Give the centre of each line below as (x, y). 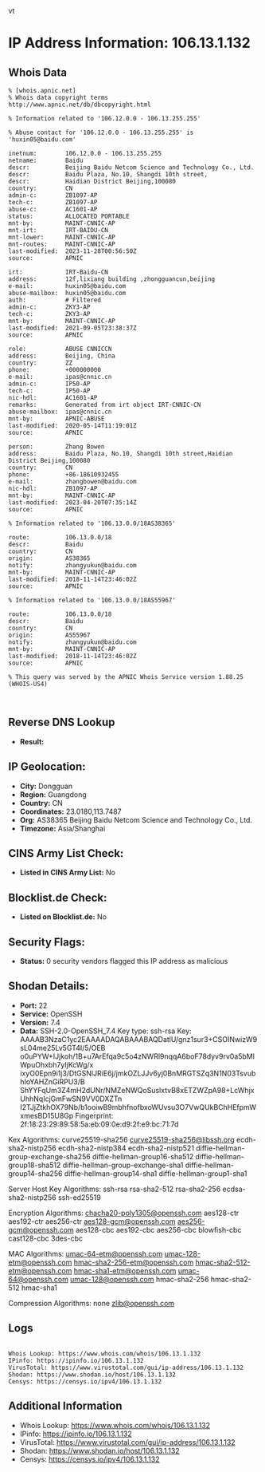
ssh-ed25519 (80, 1197)
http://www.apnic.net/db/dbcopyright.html (80, 105)
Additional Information (65, 1406)
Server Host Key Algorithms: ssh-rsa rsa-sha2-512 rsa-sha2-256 (115, 1189)
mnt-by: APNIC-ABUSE (57, 419)
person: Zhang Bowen (57, 447)
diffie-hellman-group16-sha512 (143, 1156)
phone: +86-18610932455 (64, 475)
